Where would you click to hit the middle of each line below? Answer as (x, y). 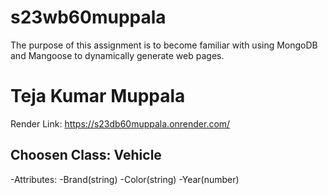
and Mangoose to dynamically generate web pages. (117, 55)
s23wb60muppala (88, 17)
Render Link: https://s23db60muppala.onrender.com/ (120, 123)
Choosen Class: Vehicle (86, 155)
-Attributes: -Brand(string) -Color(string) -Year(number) (125, 179)
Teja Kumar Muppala (98, 96)
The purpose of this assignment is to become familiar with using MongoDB (164, 45)
